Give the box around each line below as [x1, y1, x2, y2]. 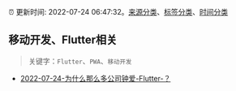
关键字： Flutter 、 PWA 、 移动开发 [28, 56, 132, 66]
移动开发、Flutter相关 [8, 33, 118, 47]
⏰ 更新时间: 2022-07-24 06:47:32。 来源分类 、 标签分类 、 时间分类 [8, 7, 229, 16]
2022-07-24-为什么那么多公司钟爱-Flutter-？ [19, 73, 171, 83]
